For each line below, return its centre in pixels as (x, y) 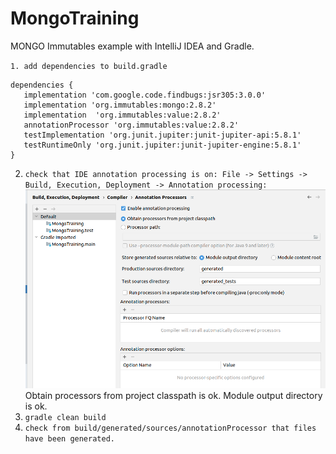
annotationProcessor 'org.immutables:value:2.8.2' (131, 125)
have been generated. (69, 439)
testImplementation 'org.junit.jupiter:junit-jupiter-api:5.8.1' (162, 135)
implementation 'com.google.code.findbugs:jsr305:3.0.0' (145, 95)
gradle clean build (65, 418)
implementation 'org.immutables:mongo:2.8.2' (120, 105)
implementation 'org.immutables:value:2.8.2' (122, 115)
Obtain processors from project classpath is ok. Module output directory (173, 396)
